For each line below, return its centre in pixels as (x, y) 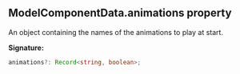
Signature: (26, 48)
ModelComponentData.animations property (120, 13)
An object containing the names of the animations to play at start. (116, 32)
